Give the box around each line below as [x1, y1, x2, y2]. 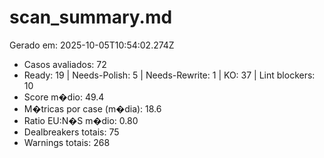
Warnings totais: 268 [23, 136, 111, 148]
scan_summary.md [9, 6, 173, 29]
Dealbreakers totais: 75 [23, 126, 120, 138]
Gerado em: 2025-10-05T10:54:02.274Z [9, 39, 175, 51]
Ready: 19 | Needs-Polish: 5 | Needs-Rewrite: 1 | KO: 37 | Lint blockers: [23, 69, 316, 81]
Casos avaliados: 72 [23, 58, 107, 70]
